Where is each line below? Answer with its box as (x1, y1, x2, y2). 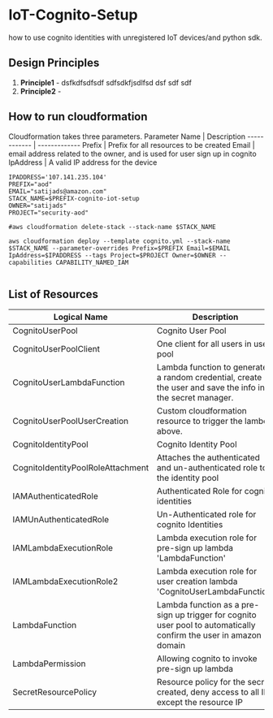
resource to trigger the (157, 416, 243, 427)
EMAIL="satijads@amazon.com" (8, 187, 107, 196)
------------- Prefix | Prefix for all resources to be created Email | (37, 140, 255, 149)
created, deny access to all (157, 686, 260, 698)
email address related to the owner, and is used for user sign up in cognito (8, 149, 258, 158)
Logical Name (53, 311, 108, 322)
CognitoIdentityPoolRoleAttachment (12, 462, 149, 474)
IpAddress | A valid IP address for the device (8, 157, 158, 167)
